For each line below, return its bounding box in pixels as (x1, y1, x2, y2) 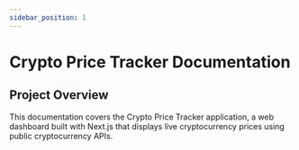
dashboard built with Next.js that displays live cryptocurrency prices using (9, 120, 285, 131)
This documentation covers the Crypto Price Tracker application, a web (9, 111, 275, 122)
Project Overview (9, 87, 109, 103)
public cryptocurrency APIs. (9, 130, 113, 141)
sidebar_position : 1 (9, 13, 87, 22)
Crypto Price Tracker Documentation (9, 51, 291, 72)
